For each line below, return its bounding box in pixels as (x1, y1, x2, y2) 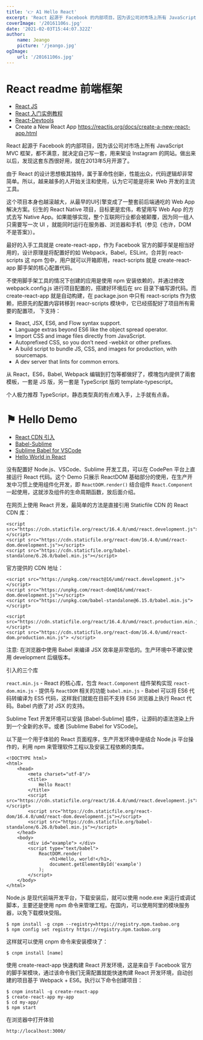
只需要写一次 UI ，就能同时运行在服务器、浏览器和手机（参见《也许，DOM (6, 221, 192, 228)
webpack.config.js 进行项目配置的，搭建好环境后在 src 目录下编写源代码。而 (6, 284, 197, 292)
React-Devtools (14, 116, 54, 124)
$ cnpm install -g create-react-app (6, 988, 98, 995)
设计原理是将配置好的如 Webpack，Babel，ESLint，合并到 (22, 249, 167, 256)
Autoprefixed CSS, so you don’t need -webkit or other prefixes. (14, 338, 172, 346)
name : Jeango (17, 37, 50, 43)
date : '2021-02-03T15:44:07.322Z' (6, 25, 94, 32)
